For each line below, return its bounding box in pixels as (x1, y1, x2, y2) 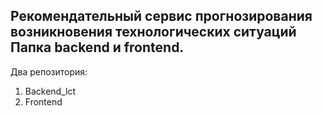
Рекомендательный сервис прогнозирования (10, 8, 313, 25)
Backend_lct (24, 85, 77, 97)
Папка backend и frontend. (10, 39, 185, 56)
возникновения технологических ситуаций (10, 24, 297, 41)
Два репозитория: (10, 65, 88, 78)
